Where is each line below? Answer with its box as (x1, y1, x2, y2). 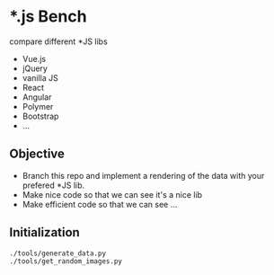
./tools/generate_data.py (9, 249, 106, 258)
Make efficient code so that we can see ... (22, 199, 178, 209)
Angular (22, 92, 52, 102)
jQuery (22, 63, 48, 74)
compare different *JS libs (9, 36, 108, 47)
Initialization (9, 225, 81, 240)
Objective (9, 146, 66, 162)
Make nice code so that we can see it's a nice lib (22, 189, 203, 200)
